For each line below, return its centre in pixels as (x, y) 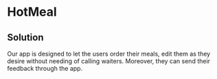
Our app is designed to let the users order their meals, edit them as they (109, 54)
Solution (25, 37)
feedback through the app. (45, 68)
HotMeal (32, 12)
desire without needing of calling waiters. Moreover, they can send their (109, 61)
